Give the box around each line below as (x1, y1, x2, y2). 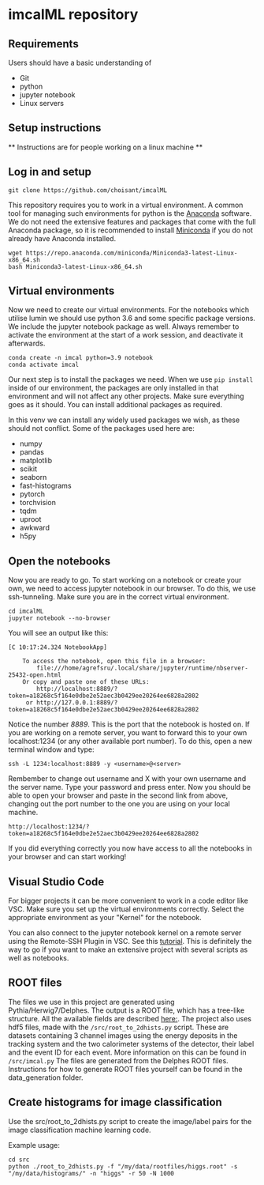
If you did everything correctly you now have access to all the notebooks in (8, 843, 252, 853)
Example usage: (8, 1140, 61, 1149)
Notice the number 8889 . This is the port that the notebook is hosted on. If (8, 719, 250, 729)
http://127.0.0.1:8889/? (36, 699, 118, 707)
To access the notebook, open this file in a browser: (22, 658, 206, 666)
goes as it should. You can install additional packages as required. (8, 400, 223, 409)
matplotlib (19, 456, 53, 466)
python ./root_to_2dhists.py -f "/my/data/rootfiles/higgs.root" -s (8, 1162, 238, 1171)
